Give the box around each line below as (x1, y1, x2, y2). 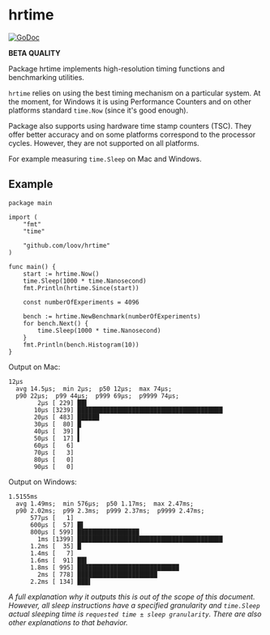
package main (8, 198, 53, 207)
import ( (8, 213, 38, 221)
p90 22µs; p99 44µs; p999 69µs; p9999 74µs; (15, 391, 180, 400)
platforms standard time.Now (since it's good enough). (8, 105, 189, 115)
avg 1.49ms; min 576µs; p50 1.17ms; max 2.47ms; (15, 500, 195, 508)
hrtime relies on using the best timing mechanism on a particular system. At (8, 87, 261, 98)
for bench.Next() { (23, 319, 89, 327)
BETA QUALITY (8, 48, 61, 58)
